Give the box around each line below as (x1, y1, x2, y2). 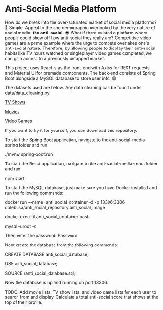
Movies (5, 108, 20, 114)
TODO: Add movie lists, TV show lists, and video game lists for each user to (5, 289, 157, 294)
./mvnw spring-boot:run (5, 151, 53, 157)
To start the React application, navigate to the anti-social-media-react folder (5, 161, 158, 166)
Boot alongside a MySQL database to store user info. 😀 (5, 75, 117, 81)
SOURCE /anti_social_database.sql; (5, 270, 75, 276)
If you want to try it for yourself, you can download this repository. (5, 127, 138, 133)
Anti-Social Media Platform (5, 3, 117, 15)
